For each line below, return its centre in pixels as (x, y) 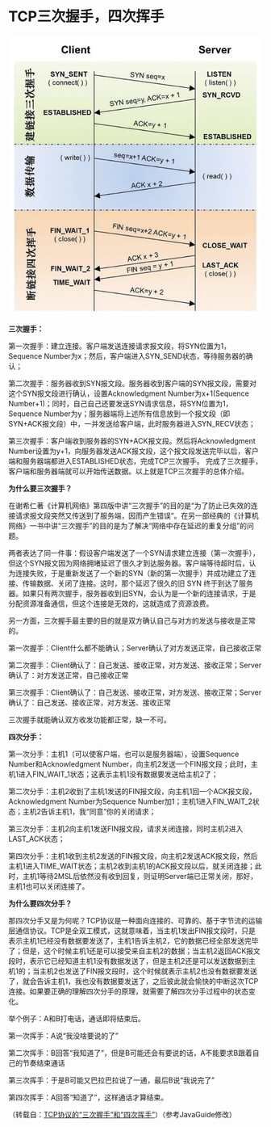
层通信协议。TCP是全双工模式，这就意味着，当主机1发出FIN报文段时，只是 (132, 931)
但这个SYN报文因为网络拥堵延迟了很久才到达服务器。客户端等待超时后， (129, 563)
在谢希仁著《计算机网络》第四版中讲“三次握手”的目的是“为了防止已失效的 (130, 506)
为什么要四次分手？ (40, 904)
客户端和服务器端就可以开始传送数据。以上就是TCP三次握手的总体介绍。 (128, 471)
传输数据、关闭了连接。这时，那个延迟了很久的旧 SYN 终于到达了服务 (138, 583)
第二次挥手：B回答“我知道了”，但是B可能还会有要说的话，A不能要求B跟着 (130, 1053)
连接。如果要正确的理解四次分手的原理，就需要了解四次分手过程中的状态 (128, 991)
